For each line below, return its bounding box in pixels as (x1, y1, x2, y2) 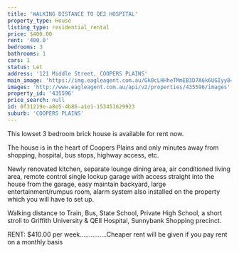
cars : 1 (7, 57, 31, 64)
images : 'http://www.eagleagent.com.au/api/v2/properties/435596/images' (7, 83, 231, 91)
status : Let (7, 63, 43, 71)
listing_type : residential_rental (7, 24, 110, 31)
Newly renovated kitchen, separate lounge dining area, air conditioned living (7, 165, 231, 173)
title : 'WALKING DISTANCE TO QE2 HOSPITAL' (7, 10, 139, 18)
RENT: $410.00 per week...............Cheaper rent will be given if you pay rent (7, 229, 228, 239)
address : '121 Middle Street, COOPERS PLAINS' (7, 70, 148, 77)
